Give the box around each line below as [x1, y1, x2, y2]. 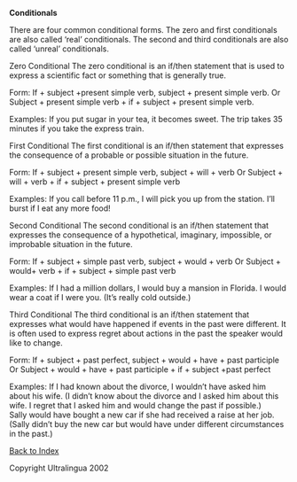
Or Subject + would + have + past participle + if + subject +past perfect [9, 364, 271, 375]
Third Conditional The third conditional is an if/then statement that [9, 309, 250, 320]
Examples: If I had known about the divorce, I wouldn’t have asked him [9, 381, 267, 392]
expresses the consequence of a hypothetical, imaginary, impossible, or [9, 229, 272, 240]
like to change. [9, 338, 64, 348]
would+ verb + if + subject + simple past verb [9, 266, 176, 276]
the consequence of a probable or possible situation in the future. [9, 150, 249, 160]
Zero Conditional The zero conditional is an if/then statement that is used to [9, 61, 285, 71]
